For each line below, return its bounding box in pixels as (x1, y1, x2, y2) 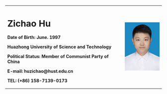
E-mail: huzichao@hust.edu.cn (7, 68, 74, 74)
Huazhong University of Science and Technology (7, 44, 112, 50)
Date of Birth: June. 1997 (7, 34, 61, 40)
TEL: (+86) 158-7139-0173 (7, 77, 68, 84)
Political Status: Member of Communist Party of (7, 53, 109, 59)
